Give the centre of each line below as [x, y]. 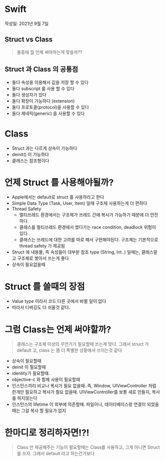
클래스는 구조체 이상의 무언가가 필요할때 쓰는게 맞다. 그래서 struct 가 [83, 344]
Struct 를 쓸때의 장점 [45, 286]
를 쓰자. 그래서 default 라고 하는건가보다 [55, 454]
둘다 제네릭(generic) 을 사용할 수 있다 [48, 113]
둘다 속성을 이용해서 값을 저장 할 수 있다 [50, 82]
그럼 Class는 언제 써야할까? [58, 329]
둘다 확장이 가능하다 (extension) [43, 101]
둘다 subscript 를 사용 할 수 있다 [43, 89]
